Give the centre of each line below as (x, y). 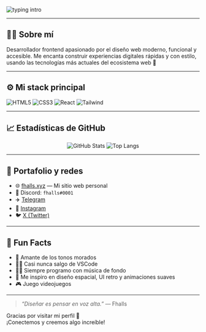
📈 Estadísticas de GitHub (56, 128)
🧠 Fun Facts (29, 243)
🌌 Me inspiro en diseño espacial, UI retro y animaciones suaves (95, 277)
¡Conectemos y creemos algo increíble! (56, 322)
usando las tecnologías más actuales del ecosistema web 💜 (81, 62)
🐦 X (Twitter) (32, 215)
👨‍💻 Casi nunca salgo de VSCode (56, 264)
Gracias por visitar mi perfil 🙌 (43, 316)
